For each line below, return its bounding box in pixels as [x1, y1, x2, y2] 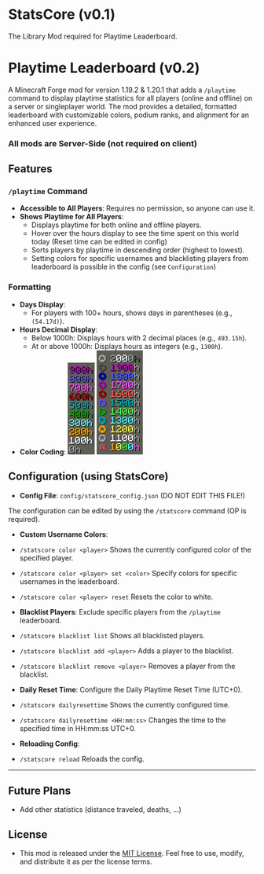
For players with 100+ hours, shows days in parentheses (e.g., [31, 308, 233, 318]
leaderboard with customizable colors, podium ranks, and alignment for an [8, 110, 250, 119]
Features [8, 163, 53, 176]
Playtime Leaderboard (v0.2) [8, 59, 200, 77]
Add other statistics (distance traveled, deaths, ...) [19, 805, 182, 814]
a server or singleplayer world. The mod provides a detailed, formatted [8, 101, 237, 111]
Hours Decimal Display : [19, 325, 98, 334]
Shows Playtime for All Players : [19, 212, 124, 222]
